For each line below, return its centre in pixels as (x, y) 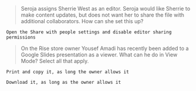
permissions (21, 37)
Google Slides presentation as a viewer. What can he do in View (99, 55)
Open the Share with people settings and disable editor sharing (89, 32)
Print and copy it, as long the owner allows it (68, 72)
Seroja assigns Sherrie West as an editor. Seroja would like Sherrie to (105, 9)
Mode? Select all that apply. (55, 61)
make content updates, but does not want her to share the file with (102, 15)
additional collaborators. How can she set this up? (82, 21)
